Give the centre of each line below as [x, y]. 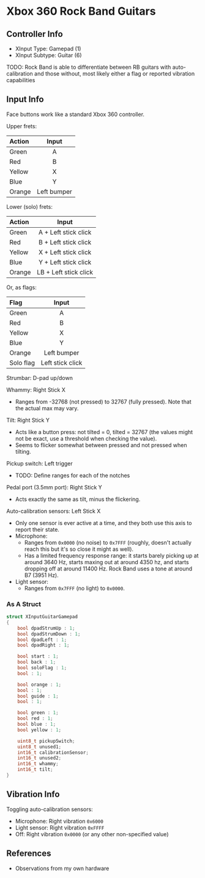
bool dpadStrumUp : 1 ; [46, 628]
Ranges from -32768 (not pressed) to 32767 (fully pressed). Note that [103, 402]
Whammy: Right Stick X [36, 390]
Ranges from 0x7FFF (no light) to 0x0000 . [75, 588]
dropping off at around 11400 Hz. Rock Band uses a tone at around [108, 569]
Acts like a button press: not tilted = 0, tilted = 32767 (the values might [104, 432]
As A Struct [24, 604]
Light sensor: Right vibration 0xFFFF [60, 828]
